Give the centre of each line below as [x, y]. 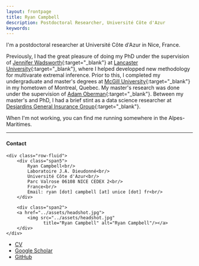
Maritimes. [19, 124]
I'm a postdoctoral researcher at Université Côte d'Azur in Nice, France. [93, 45]
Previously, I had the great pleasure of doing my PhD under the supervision [98, 56]
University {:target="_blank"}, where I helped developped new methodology [98, 69]
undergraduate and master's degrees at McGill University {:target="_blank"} [98, 82]
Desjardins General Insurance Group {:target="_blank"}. [73, 106]
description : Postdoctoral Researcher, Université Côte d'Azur [86, 22]
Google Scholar [34, 251]
